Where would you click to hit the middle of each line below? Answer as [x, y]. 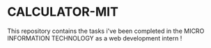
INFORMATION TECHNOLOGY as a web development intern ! [95, 38]
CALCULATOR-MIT [63, 12]
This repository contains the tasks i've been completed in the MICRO [106, 31]
